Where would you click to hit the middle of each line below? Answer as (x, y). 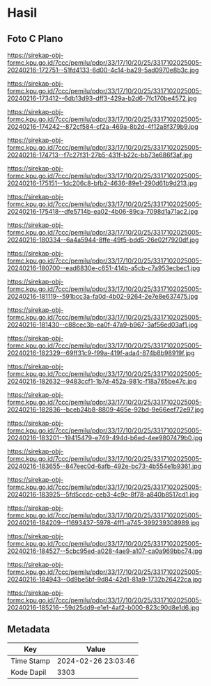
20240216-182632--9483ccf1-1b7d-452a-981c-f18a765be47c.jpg (102, 381)
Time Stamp (31, 661)
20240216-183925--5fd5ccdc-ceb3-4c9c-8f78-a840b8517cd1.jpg (103, 494)
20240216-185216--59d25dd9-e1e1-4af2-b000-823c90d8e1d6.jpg (103, 608)
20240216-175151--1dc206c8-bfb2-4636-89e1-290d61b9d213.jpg (102, 183)
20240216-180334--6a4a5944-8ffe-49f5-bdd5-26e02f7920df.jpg (103, 240)
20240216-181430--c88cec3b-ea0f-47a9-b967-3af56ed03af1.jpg (103, 325)
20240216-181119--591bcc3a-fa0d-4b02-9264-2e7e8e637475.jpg (103, 296)
